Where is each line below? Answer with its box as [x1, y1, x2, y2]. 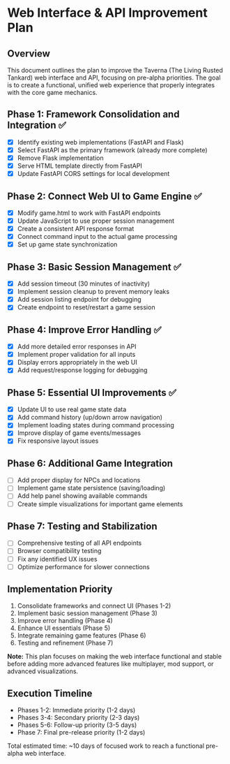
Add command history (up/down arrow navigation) [17, 413, 162, 422]
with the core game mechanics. [7, 89, 98, 96]
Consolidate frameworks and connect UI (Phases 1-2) [17, 602, 171, 610]
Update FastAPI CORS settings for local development [17, 170, 170, 178]
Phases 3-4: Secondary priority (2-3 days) [17, 714, 140, 722]
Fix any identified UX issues [17, 554, 98, 563]
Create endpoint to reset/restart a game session [17, 303, 155, 311]
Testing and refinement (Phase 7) [17, 639, 114, 647]
